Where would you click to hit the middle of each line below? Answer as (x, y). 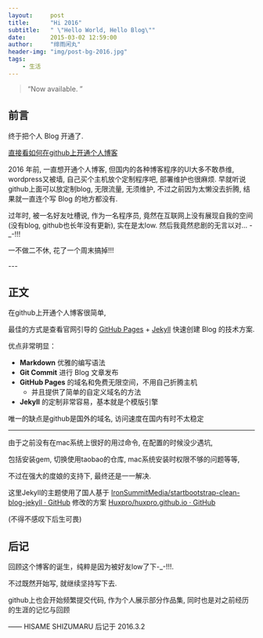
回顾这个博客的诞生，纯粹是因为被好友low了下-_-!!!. (91, 567)
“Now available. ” (55, 89)
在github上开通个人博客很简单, (57, 313)
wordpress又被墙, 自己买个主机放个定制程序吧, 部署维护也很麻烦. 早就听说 (127, 179)
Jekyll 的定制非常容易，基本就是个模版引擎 (89, 402)
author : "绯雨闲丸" (44, 45)
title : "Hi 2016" (45, 23)
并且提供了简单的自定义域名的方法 (86, 392)
